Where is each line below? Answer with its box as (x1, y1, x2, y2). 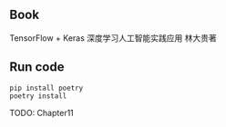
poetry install (9, 91, 67, 101)
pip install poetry (9, 83, 84, 93)
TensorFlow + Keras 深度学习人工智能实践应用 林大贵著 (9, 32, 217, 44)
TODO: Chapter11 (9, 107, 75, 118)
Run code (9, 59, 65, 75)
